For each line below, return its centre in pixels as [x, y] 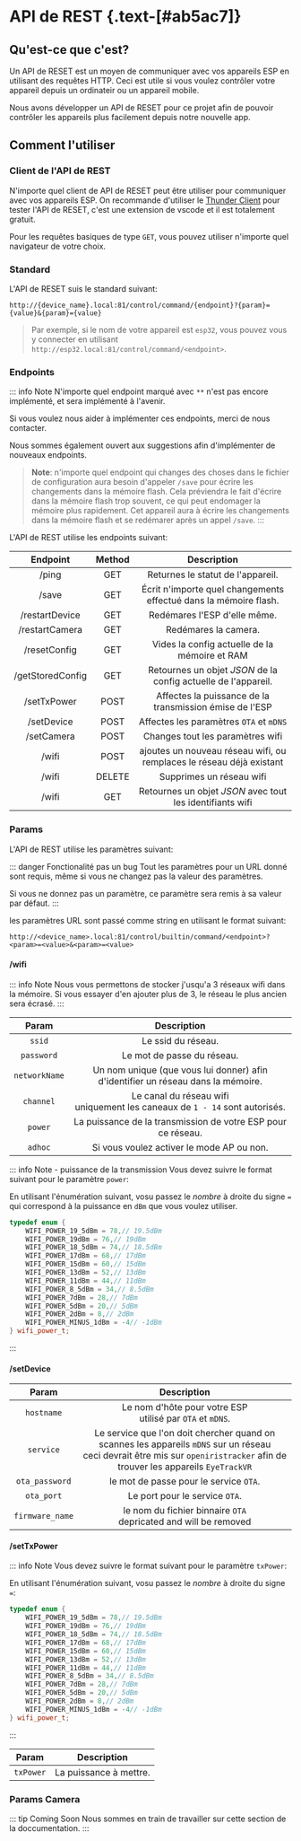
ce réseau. [181, 1133]
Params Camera [45, 1799]
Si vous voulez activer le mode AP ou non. [180, 1147]
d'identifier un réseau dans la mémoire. [180, 1081]
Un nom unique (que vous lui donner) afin [181, 1070]
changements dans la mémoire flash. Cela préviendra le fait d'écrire [156, 492]
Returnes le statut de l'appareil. [213, 574]
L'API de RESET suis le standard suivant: [84, 288]
